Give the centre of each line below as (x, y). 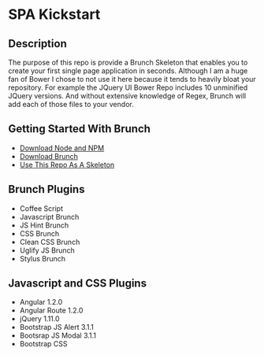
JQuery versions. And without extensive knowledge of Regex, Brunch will (127, 96)
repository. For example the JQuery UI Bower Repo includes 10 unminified (128, 87)
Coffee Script (41, 208)
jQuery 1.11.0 (40, 319)
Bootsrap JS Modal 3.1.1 (58, 335)
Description (37, 44)
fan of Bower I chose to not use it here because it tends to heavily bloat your (132, 79)
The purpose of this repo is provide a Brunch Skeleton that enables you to (128, 62)
